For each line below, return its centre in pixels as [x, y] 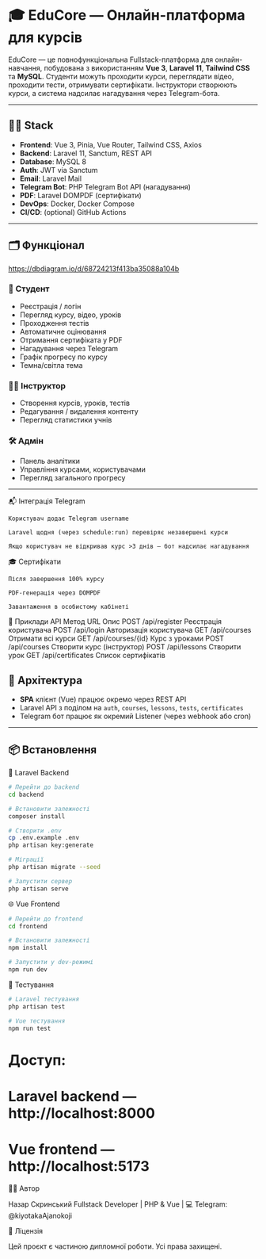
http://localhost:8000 [82, 1113]
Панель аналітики [50, 461]
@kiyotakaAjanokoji [40, 1215]
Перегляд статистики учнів [66, 420]
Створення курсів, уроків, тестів [75, 403]
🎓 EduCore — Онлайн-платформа [127, 15]
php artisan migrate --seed [55, 867]
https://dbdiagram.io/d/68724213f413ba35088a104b [94, 268]
